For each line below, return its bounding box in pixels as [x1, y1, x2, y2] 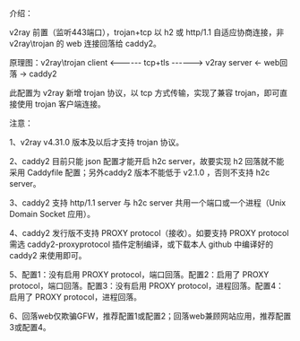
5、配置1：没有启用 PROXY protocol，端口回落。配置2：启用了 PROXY [9, 269, 270, 280]
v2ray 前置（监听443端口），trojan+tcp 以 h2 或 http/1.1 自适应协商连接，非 [9, 27, 285, 38]
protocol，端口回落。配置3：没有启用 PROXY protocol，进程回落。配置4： [9, 281, 285, 291]
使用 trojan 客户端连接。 [16, 99, 106, 109]
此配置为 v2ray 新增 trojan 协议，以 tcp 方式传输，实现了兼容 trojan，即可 [9, 88, 280, 98]
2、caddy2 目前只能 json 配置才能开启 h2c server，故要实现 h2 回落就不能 [9, 156, 285, 166]
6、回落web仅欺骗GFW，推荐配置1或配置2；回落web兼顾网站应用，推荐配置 [9, 310, 292, 321]
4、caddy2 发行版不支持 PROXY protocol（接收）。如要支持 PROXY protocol [9, 228, 289, 238]
